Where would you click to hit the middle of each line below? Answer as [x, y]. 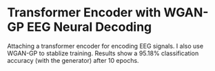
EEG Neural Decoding [89, 27]
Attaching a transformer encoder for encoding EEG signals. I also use [105, 46]
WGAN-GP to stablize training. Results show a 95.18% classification [103, 53]
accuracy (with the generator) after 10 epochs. [73, 60]
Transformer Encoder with [84, 13]
